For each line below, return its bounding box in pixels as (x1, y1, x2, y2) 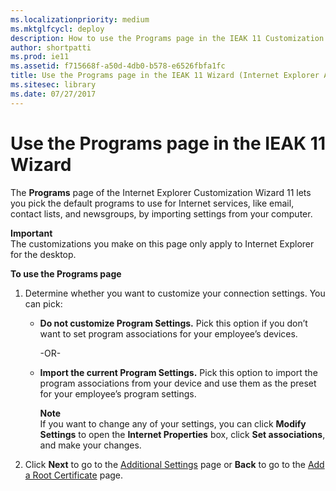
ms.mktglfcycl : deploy (10, 24, 105, 34)
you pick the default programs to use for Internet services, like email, (10, 197, 295, 209)
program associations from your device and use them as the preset (39, 377, 317, 389)
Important (10, 227, 53, 239)
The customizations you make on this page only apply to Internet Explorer (10, 237, 315, 250)
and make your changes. (39, 439, 142, 451)
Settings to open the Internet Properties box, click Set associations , (39, 428, 326, 440)
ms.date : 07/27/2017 (10, 89, 97, 99)
